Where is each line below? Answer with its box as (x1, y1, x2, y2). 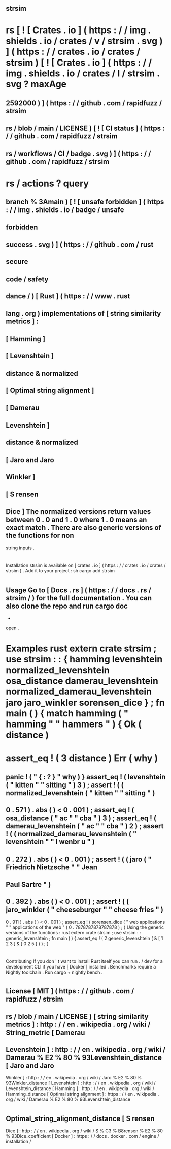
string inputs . (6, 545, 35, 551)
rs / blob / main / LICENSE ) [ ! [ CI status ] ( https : (6, 124, 165, 133)
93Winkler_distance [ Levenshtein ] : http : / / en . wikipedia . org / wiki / (6, 1080, 156, 1086)
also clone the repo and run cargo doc (6, 601, 128, 610)
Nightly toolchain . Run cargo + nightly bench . (6, 969, 103, 975)
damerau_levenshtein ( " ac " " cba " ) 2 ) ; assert (6, 822, 164, 830)
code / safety (6, 275, 49, 283)
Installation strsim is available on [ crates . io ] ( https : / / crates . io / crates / (6, 562, 166, 568)
